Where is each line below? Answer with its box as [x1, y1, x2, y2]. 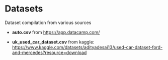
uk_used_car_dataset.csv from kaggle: [12, 38, 95, 45]
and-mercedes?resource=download [12, 49, 87, 55]
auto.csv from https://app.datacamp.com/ [12, 29, 100, 35]
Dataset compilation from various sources [5, 19, 92, 25]
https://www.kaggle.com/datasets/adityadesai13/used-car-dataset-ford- [12, 44, 163, 50]
